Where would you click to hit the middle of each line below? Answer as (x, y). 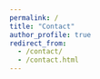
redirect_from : (38, 43)
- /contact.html (48, 60)
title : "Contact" (42, 26)
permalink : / (34, 18)
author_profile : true (50, 35)
